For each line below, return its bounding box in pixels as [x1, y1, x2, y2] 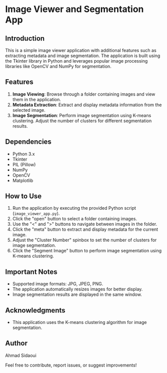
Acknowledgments [5, 306, 66, 314]
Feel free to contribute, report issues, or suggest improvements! [5, 362, 137, 368]
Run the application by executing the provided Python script [12, 205, 136, 211]
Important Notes [5, 267, 57, 276]
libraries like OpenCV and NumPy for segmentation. [5, 64, 111, 69]
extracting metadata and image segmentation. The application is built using [5, 53, 160, 59]
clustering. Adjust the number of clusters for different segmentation [12, 118, 152, 124]
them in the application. [12, 96, 61, 102]
